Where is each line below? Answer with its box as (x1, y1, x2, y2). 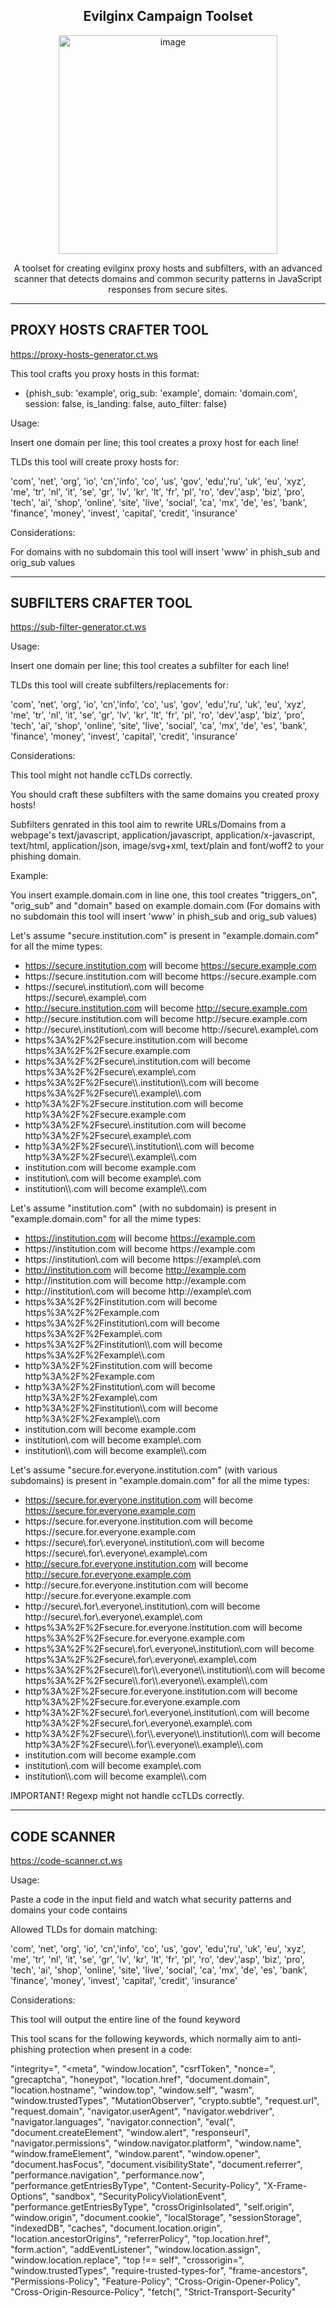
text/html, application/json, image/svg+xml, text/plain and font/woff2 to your (10, 840, 325, 852)
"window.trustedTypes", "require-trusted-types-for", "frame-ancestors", (10, 2265, 308, 2277)
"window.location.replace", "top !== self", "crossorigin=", (10, 2254, 245, 2266)
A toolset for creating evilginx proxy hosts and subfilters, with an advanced (13, 262, 323, 274)
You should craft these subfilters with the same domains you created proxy (10, 789, 320, 801)
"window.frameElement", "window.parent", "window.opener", (10, 2148, 261, 2160)
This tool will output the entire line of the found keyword (10, 2014, 241, 2026)
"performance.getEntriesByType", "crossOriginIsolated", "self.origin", (10, 2201, 295, 2213)
